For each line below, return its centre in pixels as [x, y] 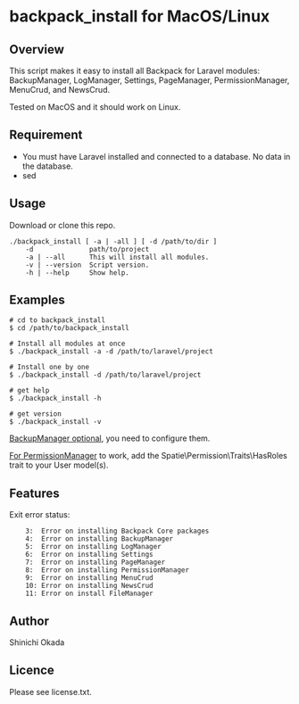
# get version [36, 414]
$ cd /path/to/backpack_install [69, 328]
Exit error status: [40, 515]
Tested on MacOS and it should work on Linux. [95, 107]
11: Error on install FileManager [89, 594]
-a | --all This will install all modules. [117, 257]
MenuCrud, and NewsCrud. [60, 90]
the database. [47, 166]
